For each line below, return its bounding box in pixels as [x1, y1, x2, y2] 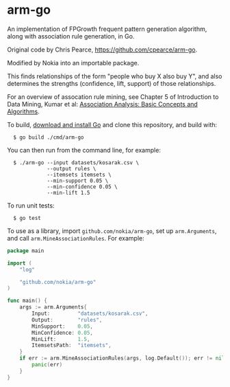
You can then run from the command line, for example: [7, 146, 161, 154]
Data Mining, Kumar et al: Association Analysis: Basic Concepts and [7, 100, 199, 108]
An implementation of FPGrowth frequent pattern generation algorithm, [7, 25, 207, 33]
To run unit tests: [7, 201, 55, 210]
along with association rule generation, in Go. [7, 32, 135, 40]
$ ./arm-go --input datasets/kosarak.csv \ [13, 159, 139, 166]
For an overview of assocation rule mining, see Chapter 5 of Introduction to [7, 92, 219, 101]
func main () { [7, 298, 48, 305]
